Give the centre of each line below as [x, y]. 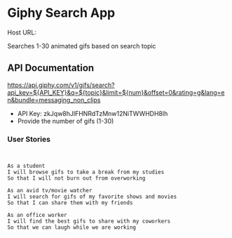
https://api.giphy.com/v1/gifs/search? [61, 85]
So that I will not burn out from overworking [76, 178]
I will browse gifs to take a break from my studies [86, 172]
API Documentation [51, 68]
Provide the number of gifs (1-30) [66, 121]
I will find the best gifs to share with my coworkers [89, 222]
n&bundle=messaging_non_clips [54, 100]
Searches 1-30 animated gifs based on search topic [82, 46]
